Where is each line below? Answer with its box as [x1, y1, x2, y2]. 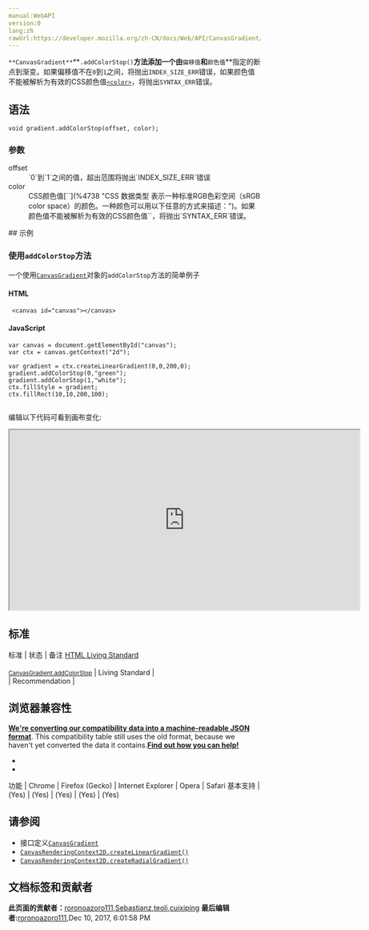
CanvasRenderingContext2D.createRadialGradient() [19, 856, 190, 865]
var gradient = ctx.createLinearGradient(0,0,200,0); [8, 362, 192, 371]
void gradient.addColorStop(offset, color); [8, 125, 159, 133]
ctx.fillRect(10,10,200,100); [8, 390, 110, 399]
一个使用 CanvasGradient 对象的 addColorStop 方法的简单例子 [8, 270, 200, 280]
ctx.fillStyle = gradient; [8, 384, 98, 392]
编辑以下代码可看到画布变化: [8, 413, 102, 422]
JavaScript [8, 324, 46, 333]
